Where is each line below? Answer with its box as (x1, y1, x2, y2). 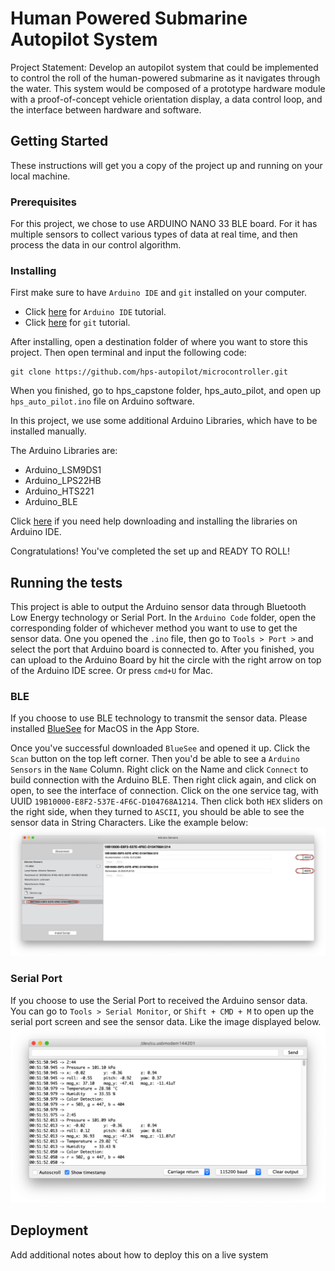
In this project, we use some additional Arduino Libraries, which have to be (10, 415, 318, 427)
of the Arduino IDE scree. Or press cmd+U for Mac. (10, 665, 214, 677)
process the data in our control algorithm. (10, 239, 182, 251)
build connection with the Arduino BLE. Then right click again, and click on (10, 774, 317, 786)
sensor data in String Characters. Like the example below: (10, 817, 249, 829)
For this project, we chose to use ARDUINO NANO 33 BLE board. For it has (10, 218, 318, 230)
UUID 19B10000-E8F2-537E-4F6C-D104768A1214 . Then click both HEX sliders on (10, 795, 323, 807)
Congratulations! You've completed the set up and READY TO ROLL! (10, 545, 291, 557)
